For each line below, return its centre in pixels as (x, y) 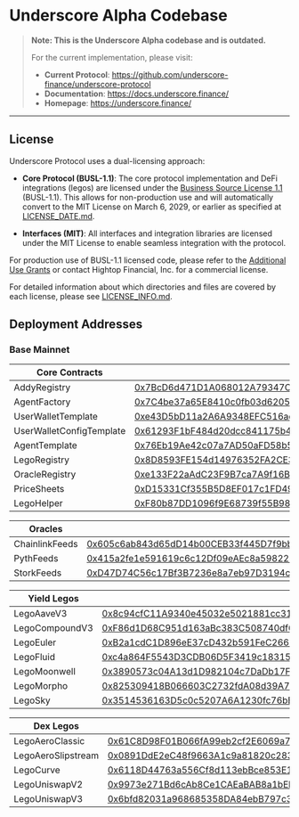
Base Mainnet (40, 350)
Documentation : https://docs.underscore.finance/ (137, 94)
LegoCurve (37, 770)
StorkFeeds (38, 573)
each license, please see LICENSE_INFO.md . (91, 296)
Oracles (46, 529)
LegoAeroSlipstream (57, 756)
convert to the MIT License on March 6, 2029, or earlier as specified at (152, 207)
